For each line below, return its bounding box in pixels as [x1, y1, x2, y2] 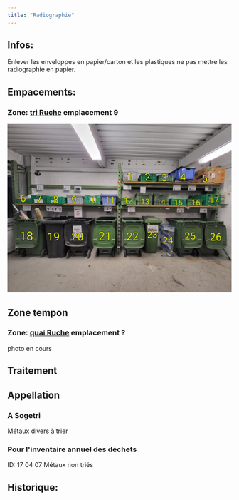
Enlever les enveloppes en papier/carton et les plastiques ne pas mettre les [7, 58, 228, 66]
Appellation [7, 389, 60, 401]
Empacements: [7, 86, 76, 98]
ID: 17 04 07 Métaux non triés [7, 461, 94, 469]
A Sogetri [7, 410, 41, 420]
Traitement [7, 364, 58, 377]
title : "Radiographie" [7, 11, 75, 19]
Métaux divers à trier [7, 427, 69, 435]
